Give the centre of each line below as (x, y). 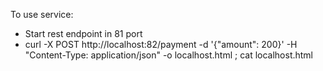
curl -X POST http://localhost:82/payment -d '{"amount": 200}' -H (161, 44)
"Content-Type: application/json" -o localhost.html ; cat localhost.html (169, 55)
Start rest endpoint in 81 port (83, 33)
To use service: (42, 14)
